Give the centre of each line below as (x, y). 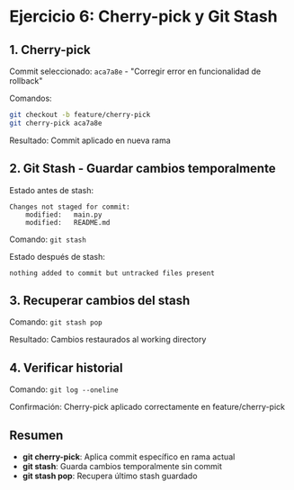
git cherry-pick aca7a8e (56, 123)
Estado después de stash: (57, 256)
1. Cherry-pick (50, 50)
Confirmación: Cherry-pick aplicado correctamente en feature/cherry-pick (147, 407)
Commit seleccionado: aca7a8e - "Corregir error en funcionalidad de (135, 71)
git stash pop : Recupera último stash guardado (110, 476)
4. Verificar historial (66, 367)
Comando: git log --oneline (64, 389)
